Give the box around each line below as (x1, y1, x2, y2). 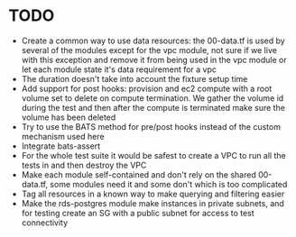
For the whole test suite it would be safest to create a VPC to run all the (21, 150, 286, 160)
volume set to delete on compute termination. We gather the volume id (21, 92, 284, 104)
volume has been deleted (21, 112, 116, 123)
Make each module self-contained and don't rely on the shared (21, 169, 256, 180)
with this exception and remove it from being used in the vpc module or (21, 54, 288, 65)
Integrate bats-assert (21, 141, 101, 151)
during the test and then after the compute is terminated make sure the (21, 102, 286, 113)
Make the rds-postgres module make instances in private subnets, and (21, 197, 285, 208)
